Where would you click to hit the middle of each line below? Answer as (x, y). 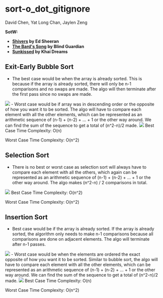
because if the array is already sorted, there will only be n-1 (72, 84)
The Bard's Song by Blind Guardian (48, 46)
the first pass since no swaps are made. (52, 94)
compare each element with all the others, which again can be (74, 172)
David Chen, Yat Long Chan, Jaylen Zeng (46, 22)
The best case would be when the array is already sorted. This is (77, 78)
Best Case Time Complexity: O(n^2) (47, 193)
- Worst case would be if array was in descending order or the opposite (83, 104)
